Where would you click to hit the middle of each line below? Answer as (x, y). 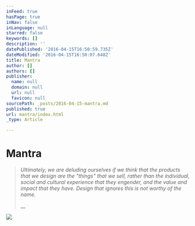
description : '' (26, 44)
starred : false (25, 33)
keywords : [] (22, 38)
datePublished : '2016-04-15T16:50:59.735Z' (60, 50)
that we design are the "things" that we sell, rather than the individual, (105, 176)
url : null (23, 93)
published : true (26, 109)
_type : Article (25, 120)
